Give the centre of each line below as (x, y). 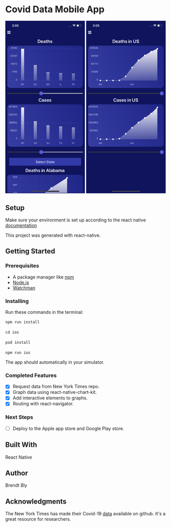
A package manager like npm (43, 277)
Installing (17, 301)
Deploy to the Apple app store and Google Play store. (68, 428)
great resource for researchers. (38, 519)
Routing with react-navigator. (43, 404)
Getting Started (30, 251)
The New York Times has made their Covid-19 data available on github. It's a (85, 514)
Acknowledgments (36, 501)
